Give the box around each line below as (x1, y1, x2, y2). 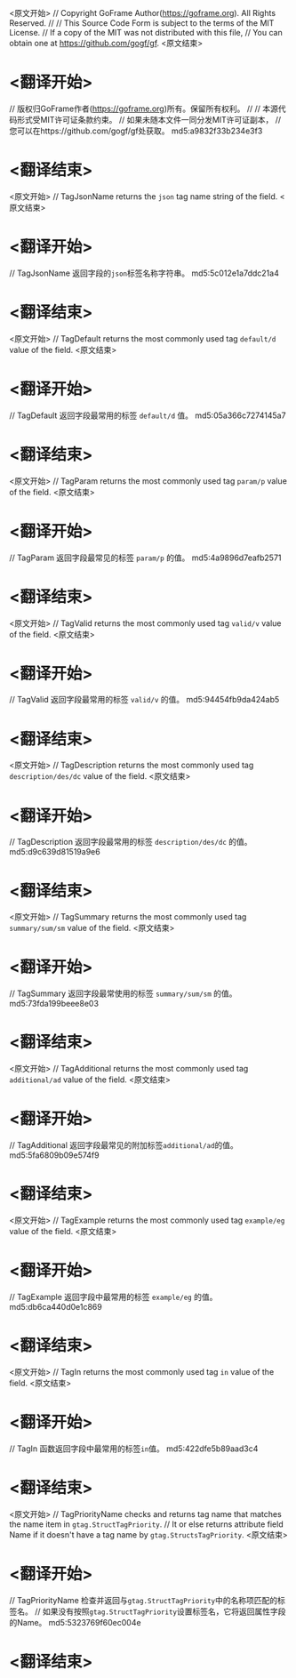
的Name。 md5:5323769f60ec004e (9, 1617, 141, 1627)
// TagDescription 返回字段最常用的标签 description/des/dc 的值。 (9, 837, 252, 847)
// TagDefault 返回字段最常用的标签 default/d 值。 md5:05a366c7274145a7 (9, 410, 286, 421)
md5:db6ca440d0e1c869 (9, 1301, 102, 1312)
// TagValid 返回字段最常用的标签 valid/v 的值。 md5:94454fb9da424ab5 (9, 694, 280, 705)
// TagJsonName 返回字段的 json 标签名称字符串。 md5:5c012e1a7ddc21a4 (9, 268, 280, 278)
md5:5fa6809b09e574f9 (9, 1150, 100, 1160)
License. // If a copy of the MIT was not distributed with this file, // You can (9, 28, 283, 37)
